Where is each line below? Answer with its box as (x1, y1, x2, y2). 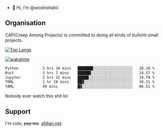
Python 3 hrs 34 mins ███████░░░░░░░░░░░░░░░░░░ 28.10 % (5, 65, 155, 71)
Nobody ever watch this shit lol (5, 93, 68, 99)
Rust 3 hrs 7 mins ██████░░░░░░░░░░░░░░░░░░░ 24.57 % (5, 70, 155, 75)
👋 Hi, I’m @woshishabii (12, 5, 59, 10)
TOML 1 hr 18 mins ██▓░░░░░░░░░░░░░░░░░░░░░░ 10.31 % (5, 79, 155, 85)
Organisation (5, 19, 46, 27)
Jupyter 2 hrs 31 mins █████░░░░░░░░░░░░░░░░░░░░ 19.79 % (5, 75, 155, 80)
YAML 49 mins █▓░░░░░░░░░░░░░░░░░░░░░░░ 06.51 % (5, 84, 155, 89)
